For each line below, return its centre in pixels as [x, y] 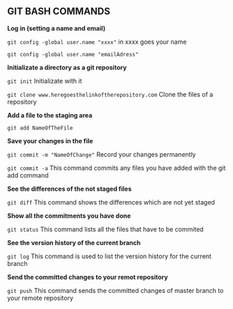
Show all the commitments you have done [69, 216]
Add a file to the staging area [50, 115]
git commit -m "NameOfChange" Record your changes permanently [102, 154]
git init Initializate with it [45, 81]
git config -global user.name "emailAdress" [73, 54]
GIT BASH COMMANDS [59, 11]
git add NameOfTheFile [40, 128]
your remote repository [40, 298]
